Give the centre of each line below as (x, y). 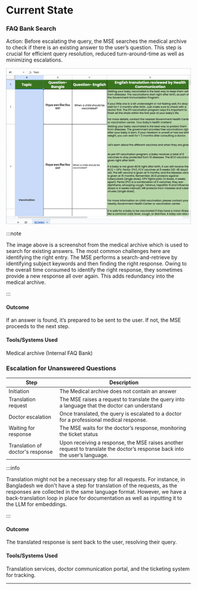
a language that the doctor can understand (111, 405)
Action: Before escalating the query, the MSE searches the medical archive (96, 41)
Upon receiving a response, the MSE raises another (121, 442)
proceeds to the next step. (38, 326)
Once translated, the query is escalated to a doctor (120, 414)
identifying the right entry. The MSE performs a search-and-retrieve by (92, 257)
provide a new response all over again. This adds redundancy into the (90, 276)
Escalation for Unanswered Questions (61, 368)
